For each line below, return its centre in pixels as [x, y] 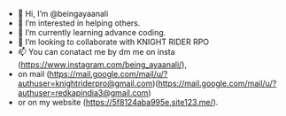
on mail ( [34, 74]
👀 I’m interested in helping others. [79, 23]
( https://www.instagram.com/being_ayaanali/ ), [102, 65]
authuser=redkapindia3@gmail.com [83, 93]
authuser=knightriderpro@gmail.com [85, 83]
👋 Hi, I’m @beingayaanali [63, 14]
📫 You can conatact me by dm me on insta [96, 52]
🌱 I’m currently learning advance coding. [92, 32]
